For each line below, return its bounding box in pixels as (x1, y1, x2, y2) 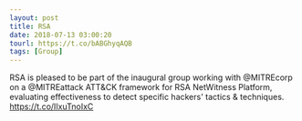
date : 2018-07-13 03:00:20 (9, 30, 112, 39)
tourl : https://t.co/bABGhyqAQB (9, 38, 132, 48)
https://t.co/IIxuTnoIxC (9, 101, 94, 112)
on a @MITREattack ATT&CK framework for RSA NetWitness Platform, (9, 82, 273, 93)
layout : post (9, 13, 59, 23)
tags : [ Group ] (9, 47, 64, 56)
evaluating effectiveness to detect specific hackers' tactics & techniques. (9, 92, 285, 103)
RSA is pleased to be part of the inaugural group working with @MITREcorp (9, 72, 294, 83)
